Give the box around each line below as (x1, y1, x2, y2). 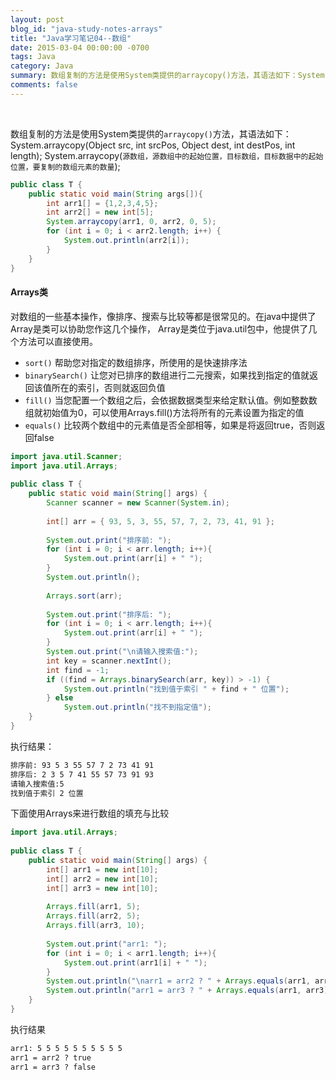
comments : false (10, 80, 78, 90)
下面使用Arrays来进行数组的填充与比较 (10, 807, 170, 820)
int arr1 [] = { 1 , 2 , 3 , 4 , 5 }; (46, 198, 159, 208)
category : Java (10, 61, 74, 71)
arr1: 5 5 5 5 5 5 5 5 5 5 (10, 1043, 123, 1053)
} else (46, 693, 74, 703)
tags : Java (10, 52, 56, 62)
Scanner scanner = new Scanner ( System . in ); (46, 498, 230, 508)
